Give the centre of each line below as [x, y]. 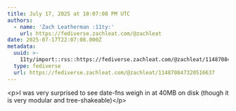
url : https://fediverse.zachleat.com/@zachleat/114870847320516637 [114, 72]
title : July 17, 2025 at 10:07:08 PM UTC [69, 14]
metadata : [22, 46]
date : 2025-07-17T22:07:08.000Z [54, 40]
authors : [20, 20]
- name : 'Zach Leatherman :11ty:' [64, 27]
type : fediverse [37, 66]
